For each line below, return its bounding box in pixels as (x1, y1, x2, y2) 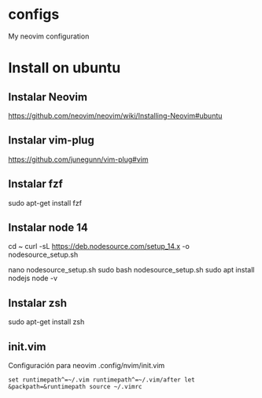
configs (8, 5, 60, 24)
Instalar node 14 (8, 221, 89, 234)
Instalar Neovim (8, 90, 88, 104)
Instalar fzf (8, 177, 63, 191)
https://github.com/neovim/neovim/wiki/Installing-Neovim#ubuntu (8, 111, 223, 120)
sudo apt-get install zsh (8, 317, 85, 327)
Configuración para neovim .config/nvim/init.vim (8, 361, 165, 370)
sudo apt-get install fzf (8, 198, 83, 207)
